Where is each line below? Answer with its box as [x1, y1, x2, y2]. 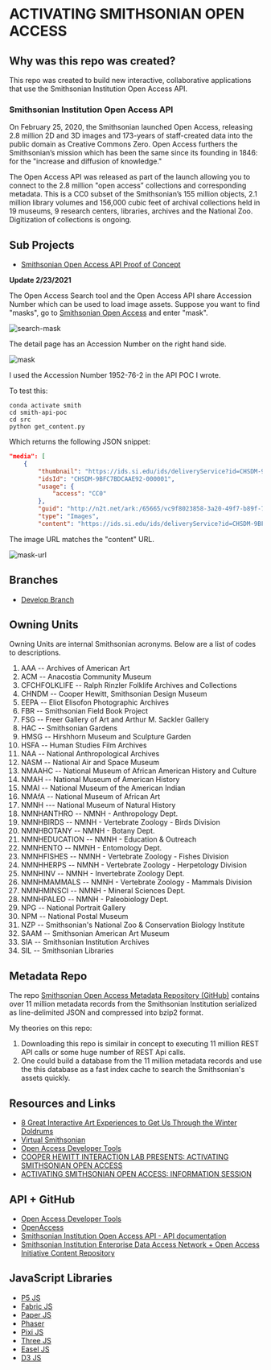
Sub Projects [9, 238, 75, 252]
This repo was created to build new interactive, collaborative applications [9, 76, 252, 85]
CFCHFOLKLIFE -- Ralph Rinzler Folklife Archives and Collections [20, 681, 237, 690]
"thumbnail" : [38, 467, 82, 475]
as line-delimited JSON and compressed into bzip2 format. [9, 1008, 204, 1017]
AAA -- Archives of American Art [20, 664, 130, 673]
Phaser [20, 1318, 45, 1328]
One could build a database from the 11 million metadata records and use [20, 1056, 262, 1066]
